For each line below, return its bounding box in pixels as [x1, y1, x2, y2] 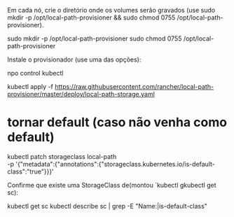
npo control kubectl [7, 69, 64, 77]
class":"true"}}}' [7, 167, 54, 176]
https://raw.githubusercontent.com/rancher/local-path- [55, 83, 214, 90]
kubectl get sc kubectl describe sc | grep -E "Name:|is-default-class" [7, 202, 208, 210]
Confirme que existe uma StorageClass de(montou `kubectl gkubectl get [7, 181, 216, 189]
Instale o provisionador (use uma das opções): [7, 55, 142, 64]
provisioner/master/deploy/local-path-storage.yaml [7, 90, 156, 98]
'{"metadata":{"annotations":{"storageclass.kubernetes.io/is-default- [15, 160, 215, 168]
